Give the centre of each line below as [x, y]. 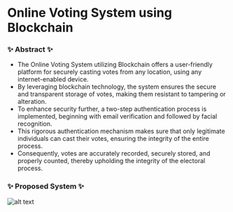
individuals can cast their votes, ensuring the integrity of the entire [113, 139]
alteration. [32, 102]
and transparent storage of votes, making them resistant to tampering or [121, 94]
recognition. [35, 124]
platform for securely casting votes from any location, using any [110, 72]
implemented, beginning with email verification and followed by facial [117, 116]
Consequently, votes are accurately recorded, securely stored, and [114, 153]
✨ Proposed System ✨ [46, 186]
